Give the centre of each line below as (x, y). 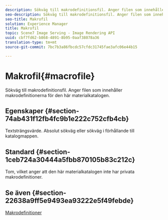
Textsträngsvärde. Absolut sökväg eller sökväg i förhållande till (70, 131)
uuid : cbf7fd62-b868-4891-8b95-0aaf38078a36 (52, 38)
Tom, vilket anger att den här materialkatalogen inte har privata (70, 172)
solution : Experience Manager (37, 24)
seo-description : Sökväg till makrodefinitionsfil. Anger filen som (78, 14)
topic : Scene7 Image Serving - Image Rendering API (60, 33)
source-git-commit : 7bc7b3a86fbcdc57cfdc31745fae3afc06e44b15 (71, 47)
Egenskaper (24, 111)
